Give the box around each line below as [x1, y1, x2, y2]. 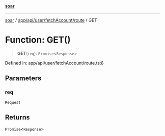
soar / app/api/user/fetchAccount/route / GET [5, 17, 97, 23]
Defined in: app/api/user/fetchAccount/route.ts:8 [5, 60, 104, 66]
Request [5, 100, 21, 105]
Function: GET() [5, 34, 71, 45]
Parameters [5, 74, 42, 83]
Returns [5, 113, 30, 122]
